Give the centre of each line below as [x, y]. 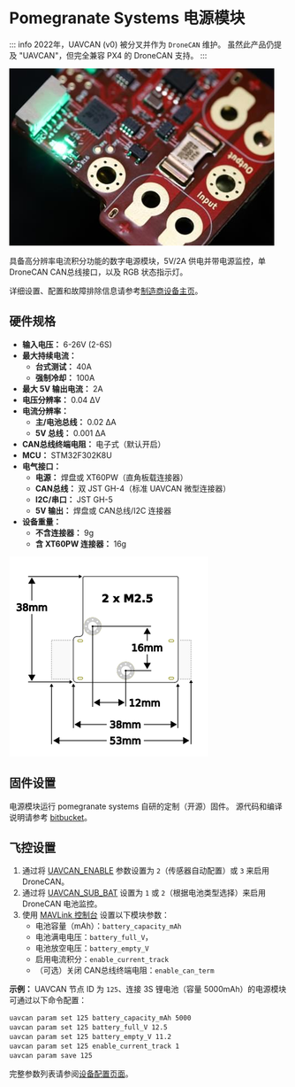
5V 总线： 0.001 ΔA [70, 433]
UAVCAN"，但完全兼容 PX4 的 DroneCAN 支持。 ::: [115, 55]
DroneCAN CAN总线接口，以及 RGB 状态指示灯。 [98, 272]
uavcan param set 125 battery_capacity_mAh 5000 [100, 1018]
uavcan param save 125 [51, 1055]
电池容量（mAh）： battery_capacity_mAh [108, 926]
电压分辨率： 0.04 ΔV [61, 400]
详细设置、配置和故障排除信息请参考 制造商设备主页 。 [106, 291]
